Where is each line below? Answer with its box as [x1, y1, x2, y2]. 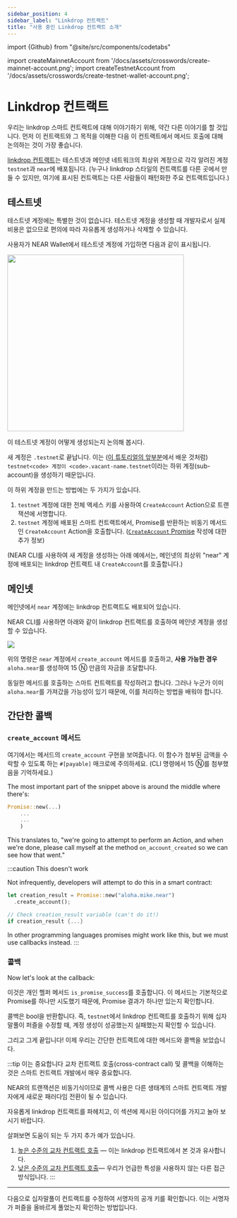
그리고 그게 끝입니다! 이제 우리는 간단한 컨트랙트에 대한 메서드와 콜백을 [7, 1036, 201, 1044]
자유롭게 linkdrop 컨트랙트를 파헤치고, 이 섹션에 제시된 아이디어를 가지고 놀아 [7, 1107, 219, 1116]
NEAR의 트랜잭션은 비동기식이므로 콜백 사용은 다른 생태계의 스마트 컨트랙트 [7, 1083, 214, 1092]
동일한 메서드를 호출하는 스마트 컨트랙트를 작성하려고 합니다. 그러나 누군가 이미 [7, 678, 224, 687]
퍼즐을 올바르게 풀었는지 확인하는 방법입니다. [14, 1202, 138, 1212]
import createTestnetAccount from [75, 64, 176, 73]
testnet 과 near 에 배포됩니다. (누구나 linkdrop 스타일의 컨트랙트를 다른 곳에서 [7, 165, 220, 173]
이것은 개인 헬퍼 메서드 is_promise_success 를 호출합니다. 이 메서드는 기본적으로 [7, 988, 228, 996]
